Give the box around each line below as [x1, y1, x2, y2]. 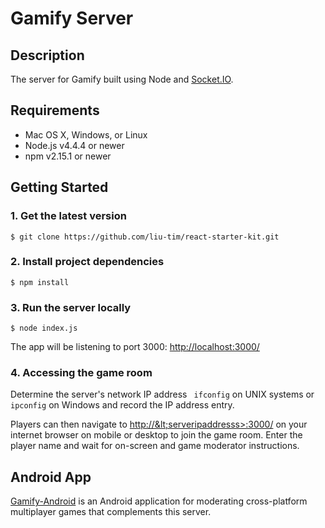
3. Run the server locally [10, 300, 132, 314]
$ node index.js [10, 323, 78, 334]
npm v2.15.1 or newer [24, 150, 112, 162]
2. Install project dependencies [10, 255, 165, 269]
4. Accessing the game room [10, 366, 153, 380]
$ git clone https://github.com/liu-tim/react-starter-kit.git [10, 232, 280, 242]
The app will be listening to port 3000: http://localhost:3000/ [10, 341, 260, 353]
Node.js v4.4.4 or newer [24, 139, 125, 151]
